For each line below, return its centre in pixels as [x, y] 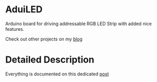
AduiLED [24, 9]
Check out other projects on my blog [44, 39]
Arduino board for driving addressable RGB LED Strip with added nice [78, 24]
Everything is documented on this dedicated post [57, 74]
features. [15, 29]
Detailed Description [50, 60]
